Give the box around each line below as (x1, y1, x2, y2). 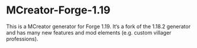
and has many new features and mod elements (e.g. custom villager (6, 29, 172, 36)
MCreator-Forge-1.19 (6, 4, 111, 17)
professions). (6, 35, 38, 42)
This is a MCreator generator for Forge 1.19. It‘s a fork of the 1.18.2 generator (6, 23, 191, 30)
